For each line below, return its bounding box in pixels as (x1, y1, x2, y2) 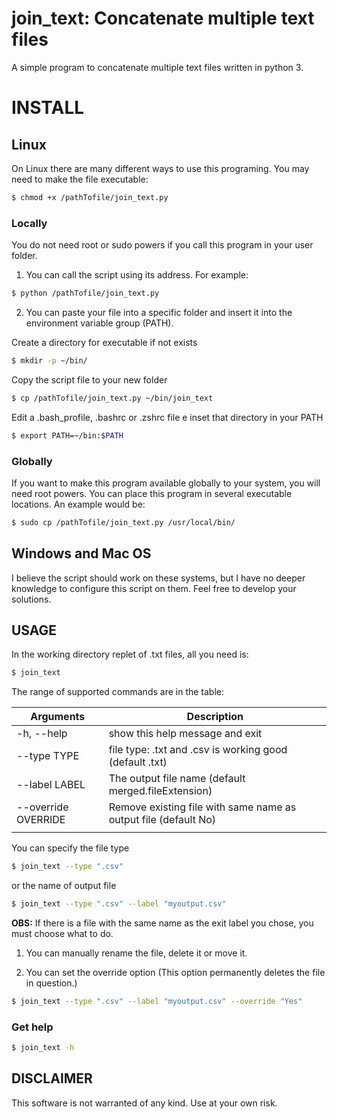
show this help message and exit (108, 727, 263, 741)
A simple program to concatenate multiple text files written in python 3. (11, 61, 304, 73)
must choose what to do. (11, 928, 114, 940)
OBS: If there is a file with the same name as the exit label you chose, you (11, 917, 314, 929)
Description (186, 710, 244, 724)
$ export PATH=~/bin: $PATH (11, 430, 124, 441)
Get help (11, 1020, 54, 1034)
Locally (11, 216, 48, 230)
